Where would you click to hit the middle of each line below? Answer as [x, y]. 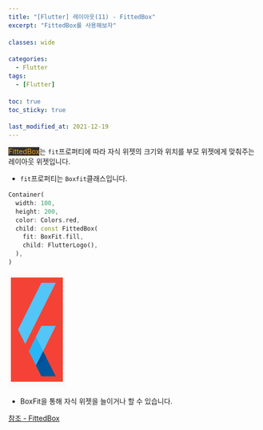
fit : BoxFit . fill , [53, 237]
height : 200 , [37, 211]
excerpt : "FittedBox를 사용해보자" [63, 25]
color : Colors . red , [48, 220]
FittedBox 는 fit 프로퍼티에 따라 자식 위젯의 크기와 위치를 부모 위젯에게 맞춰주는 [131, 151]
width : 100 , [36, 203]
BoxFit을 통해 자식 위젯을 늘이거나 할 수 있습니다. [96, 401]
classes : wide [32, 42]
